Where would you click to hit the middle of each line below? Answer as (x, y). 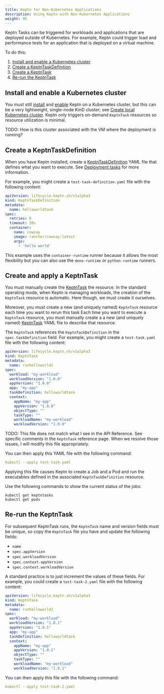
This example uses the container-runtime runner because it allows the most (82, 255)
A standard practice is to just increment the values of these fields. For (75, 576)
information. (17, 172)
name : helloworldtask (31, 210)
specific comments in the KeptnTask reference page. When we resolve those (82, 439)
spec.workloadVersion (34, 557)
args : (20, 241)
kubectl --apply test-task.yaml (38, 463)
